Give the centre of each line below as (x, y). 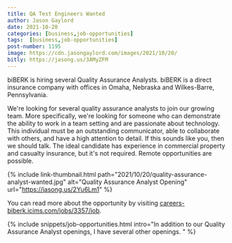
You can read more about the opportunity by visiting (83, 203)
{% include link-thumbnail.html (52, 174)
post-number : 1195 (34, 46)
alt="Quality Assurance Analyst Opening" (128, 182)
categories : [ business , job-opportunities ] (70, 33)
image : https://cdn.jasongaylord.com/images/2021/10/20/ (92, 54)
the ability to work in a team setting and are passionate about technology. (114, 123)
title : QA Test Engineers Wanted (56, 14)
